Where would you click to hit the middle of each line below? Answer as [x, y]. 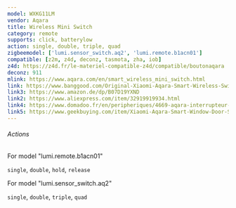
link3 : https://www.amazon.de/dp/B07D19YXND [73, 92]
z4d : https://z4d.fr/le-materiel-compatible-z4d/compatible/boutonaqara [116, 66]
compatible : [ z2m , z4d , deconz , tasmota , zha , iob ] [84, 60]
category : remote [33, 33]
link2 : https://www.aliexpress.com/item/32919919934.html [94, 99]
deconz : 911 [25, 72]
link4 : [17, 105]
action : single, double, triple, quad [64, 46]
